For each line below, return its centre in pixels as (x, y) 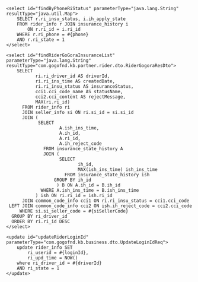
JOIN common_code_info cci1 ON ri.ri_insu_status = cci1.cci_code (106, 201)
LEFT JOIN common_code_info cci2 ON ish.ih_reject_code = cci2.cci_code (100, 206)
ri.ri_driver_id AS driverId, (73, 76)
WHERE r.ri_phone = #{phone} (53, 34)
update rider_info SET (45, 248)
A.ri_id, (70, 138)
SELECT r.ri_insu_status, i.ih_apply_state (71, 19)
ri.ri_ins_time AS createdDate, (75, 81)
